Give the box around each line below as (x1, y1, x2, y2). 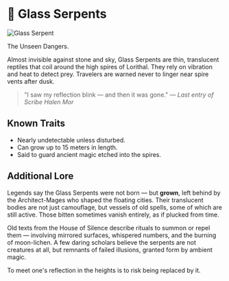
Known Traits (7, 118, 65, 130)
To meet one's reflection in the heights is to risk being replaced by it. (7, 266, 201, 274)
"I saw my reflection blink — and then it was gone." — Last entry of (23, 90, 214, 99)
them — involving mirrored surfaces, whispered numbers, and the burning (7, 231, 217, 239)
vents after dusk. (7, 77, 55, 85)
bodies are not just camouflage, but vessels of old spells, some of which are (7, 203, 223, 211)
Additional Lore (7, 171, 74, 182)
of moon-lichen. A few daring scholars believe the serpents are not (7, 238, 197, 246)
